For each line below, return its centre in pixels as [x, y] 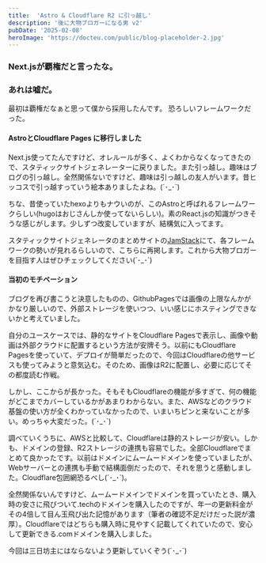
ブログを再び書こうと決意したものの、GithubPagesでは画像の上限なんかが [130, 298]
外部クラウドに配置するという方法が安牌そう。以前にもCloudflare [129, 345]
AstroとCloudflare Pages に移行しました [75, 138]
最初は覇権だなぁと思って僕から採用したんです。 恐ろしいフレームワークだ [130, 108]
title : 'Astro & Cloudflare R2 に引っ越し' [80, 15]
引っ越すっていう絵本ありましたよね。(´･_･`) [108, 187]
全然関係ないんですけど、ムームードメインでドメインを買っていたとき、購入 [132, 494]
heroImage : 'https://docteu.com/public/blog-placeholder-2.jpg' [116, 38]
